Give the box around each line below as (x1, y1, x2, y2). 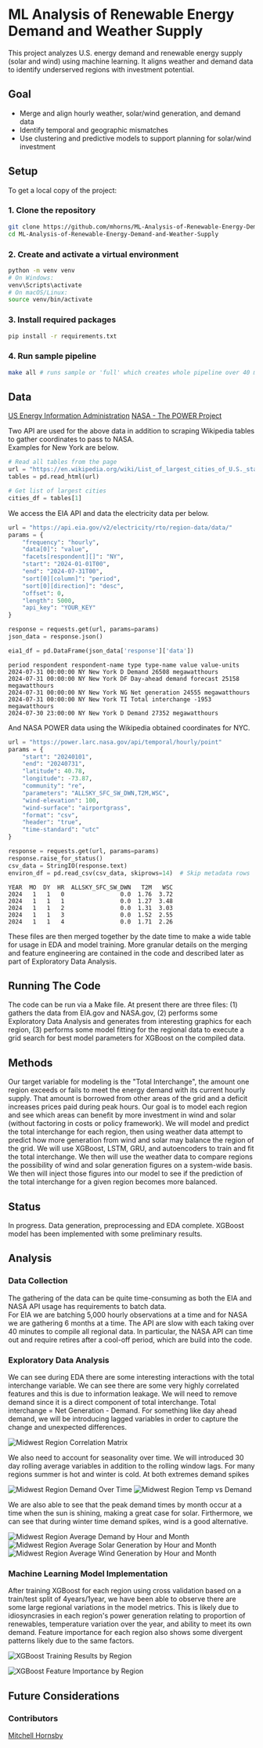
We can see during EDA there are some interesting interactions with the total (8, 1372, 254, 1381)
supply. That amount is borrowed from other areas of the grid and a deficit (8, 1094, 248, 1103)
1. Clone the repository (8, 205, 96, 216)
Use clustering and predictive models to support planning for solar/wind (19, 133, 252, 143)
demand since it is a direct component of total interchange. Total (8, 1397, 217, 1406)
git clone (8, 222, 41, 231)
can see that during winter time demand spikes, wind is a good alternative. (8, 1516, 249, 1526)
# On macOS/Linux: (8, 288, 68, 296)
